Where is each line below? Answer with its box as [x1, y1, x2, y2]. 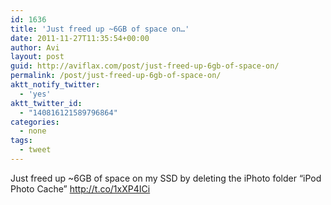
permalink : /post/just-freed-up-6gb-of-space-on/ [10, 71, 222, 81]
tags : [10, 136, 33, 146]
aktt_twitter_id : [10, 98, 83, 108]
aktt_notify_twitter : [10, 80, 101, 90]
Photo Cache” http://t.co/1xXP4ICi [10, 182, 151, 195]
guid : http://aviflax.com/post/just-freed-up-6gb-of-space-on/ [10, 61, 280, 71]
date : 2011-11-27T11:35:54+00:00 [10, 33, 150, 43]
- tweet [19, 145, 52, 155]
